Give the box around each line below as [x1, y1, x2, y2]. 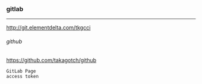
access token [6, 73, 39, 79]
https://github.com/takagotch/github [6, 56, 97, 64]
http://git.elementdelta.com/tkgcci [6, 24, 91, 31]
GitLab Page [6, 68, 36, 74]
